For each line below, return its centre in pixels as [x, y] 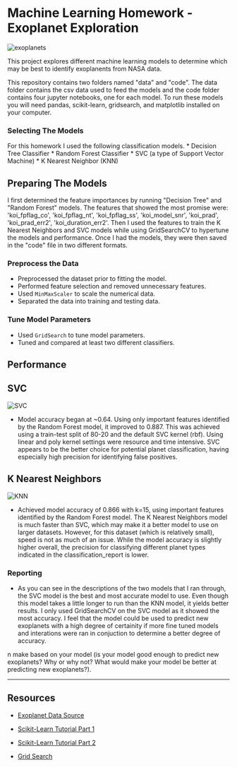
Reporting [25, 573]
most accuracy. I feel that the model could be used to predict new [113, 618]
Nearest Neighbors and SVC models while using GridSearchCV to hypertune [118, 230]
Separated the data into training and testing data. [89, 301]
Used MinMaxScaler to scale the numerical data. [86, 294]
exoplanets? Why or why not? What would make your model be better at [112, 662]
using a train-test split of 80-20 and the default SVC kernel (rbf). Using [120, 434]
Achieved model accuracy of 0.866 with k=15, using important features [121, 509]
